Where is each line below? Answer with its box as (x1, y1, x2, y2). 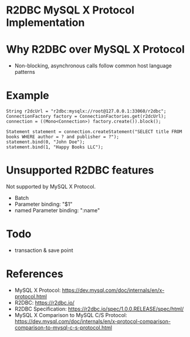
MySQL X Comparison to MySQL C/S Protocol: (14, 311, 127, 318)
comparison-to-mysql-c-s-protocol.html (14, 324, 113, 331)
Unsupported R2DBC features (6, 164, 154, 177)
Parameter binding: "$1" (14, 200, 73, 207)
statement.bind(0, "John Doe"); (6, 139, 85, 145)
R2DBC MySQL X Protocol (6, 4, 135, 17)
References (6, 267, 63, 281)
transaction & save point (14, 247, 73, 254)
